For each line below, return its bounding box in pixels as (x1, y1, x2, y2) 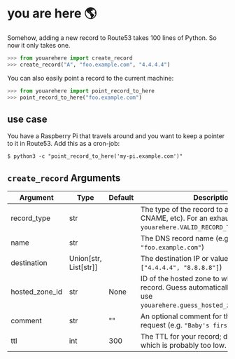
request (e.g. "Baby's (140, 320, 210, 330)
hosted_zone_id (10, 287, 63, 297)
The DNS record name (140, 233, 214, 243)
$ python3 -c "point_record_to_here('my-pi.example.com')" (7, 153, 183, 160)
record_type (10, 213, 51, 223)
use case (7, 113, 48, 125)
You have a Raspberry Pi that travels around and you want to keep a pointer (7, 132, 225, 140)
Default (108, 193, 134, 203)
